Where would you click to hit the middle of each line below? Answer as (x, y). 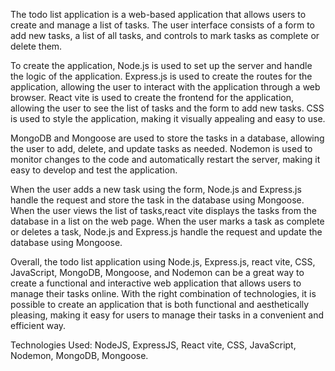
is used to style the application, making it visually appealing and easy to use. (168, 118)
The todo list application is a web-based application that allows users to (158, 14)
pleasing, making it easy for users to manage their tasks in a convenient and (167, 315)
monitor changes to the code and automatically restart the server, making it (165, 159)
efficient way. (38, 325)
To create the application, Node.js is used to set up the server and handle (161, 65)
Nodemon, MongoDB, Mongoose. (79, 355)
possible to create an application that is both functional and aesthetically (160, 304)
